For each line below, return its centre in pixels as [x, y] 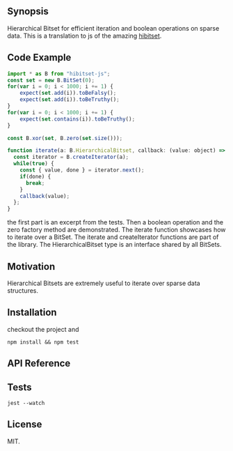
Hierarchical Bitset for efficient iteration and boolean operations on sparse [113, 28]
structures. [23, 290]
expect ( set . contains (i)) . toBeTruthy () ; [78, 119]
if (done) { [35, 176]
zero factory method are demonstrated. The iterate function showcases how [116, 230]
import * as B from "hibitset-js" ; [59, 74]
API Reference [39, 364]
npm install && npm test [43, 342]
